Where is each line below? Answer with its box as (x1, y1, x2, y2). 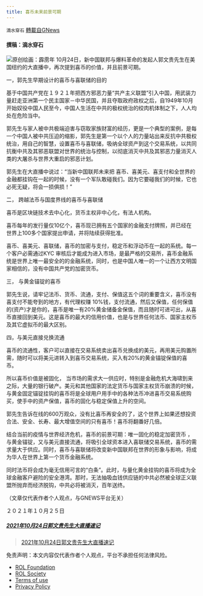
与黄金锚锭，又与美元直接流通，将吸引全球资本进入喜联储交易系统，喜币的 (6, 438, 192, 445)
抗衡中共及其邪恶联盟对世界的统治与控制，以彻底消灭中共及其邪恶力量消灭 (6, 147, 192, 154)
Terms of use (14, 576, 48, 583)
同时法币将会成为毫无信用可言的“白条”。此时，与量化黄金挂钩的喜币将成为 (6, 466, 192, 473)
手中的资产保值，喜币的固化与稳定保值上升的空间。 (22, 397, 149, 405)
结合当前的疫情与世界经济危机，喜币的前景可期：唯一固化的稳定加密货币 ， (6, 431, 193, 438)
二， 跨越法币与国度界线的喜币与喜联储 (6, 196, 103, 203)
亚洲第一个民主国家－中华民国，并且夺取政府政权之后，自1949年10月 (22, 96, 193, 104)
